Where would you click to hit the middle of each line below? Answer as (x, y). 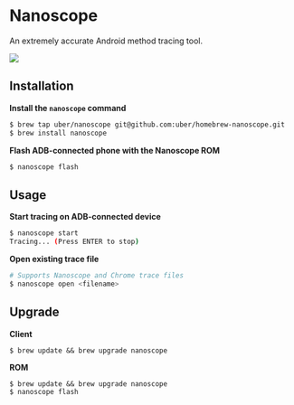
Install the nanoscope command (68, 108)
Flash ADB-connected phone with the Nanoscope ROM (114, 150)
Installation (42, 86)
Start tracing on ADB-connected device (85, 217)
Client (21, 334)
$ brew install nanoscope (58, 133)
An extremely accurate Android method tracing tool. (106, 41)
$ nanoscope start (44, 233)
